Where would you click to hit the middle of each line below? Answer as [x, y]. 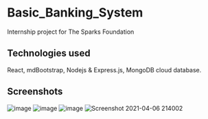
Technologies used [49, 53]
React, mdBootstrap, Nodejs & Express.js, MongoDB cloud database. [104, 69]
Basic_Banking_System [75, 13]
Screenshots [35, 92]
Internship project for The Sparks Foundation [71, 32]
